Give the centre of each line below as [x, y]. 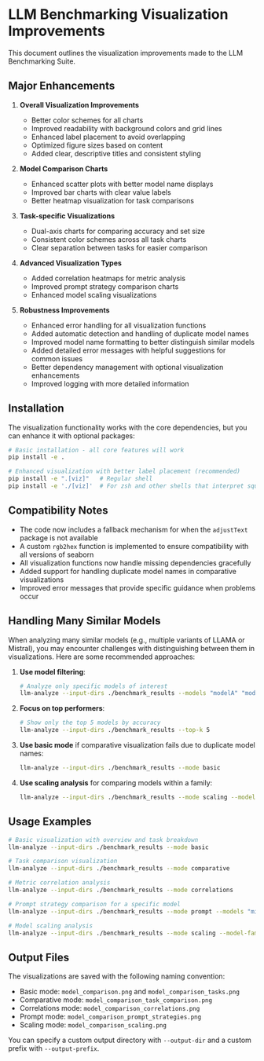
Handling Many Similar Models [84, 621]
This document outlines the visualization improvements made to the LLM [126, 53]
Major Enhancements [62, 86]
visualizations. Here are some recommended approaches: [102, 657]
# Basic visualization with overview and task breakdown [103, 840]
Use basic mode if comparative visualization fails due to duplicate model [137, 745]
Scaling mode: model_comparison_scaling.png [93, 1025]
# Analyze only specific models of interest [93, 686]
